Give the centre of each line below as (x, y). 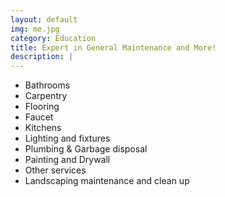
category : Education (53, 38)
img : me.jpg (35, 29)
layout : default (44, 19)
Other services (55, 170)
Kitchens (43, 128)
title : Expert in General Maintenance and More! (113, 47)
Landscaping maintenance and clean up (107, 181)
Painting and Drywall (67, 160)
